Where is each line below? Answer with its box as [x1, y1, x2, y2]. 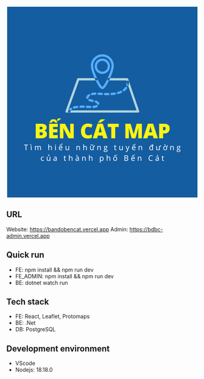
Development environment [6, 343, 110, 354]
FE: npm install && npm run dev [15, 266, 94, 273]
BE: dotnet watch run [15, 279, 68, 286]
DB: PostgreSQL [15, 326, 56, 333]
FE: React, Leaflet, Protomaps [15, 312, 90, 320]
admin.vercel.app [6, 232, 50, 239]
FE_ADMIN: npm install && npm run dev [15, 272, 114, 280]
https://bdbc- [129, 225, 163, 233]
